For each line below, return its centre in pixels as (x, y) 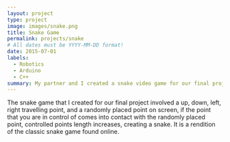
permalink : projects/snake (46, 39)
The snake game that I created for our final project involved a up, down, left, (114, 102)
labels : (18, 58)
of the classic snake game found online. (63, 132)
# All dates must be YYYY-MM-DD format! (66, 45)
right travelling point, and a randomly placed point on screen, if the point (109, 110)
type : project (27, 20)
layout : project (30, 13)
